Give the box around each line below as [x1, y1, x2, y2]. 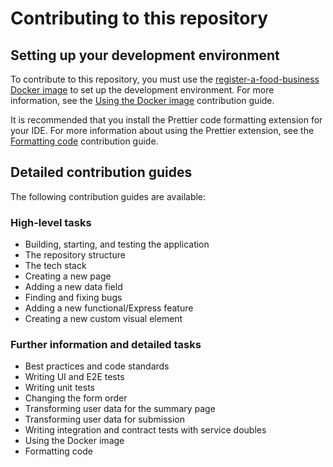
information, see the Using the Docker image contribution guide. [10, 95, 275, 106]
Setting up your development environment [10, 47, 280, 64]
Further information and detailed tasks [10, 338, 202, 352]
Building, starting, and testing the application [24, 238, 210, 251]
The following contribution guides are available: [10, 190, 207, 202]
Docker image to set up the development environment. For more [10, 84, 275, 96]
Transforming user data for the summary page [24, 403, 216, 415]
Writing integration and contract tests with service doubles [24, 424, 267, 436]
